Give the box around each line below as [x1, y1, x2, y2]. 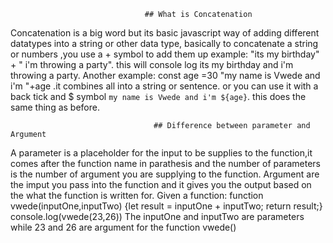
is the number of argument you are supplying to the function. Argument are [10, 168, 320, 180]
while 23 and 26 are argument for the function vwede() [10, 221, 237, 233]
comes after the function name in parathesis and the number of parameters [10, 158, 321, 169]
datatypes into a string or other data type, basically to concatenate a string [10, 38, 319, 49]
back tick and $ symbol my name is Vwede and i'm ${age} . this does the [10, 91, 307, 102]
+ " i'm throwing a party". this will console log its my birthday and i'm [10, 59, 294, 70]
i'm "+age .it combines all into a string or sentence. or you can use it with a [10, 80, 319, 92]
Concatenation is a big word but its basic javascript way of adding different [10, 27, 320, 39]
